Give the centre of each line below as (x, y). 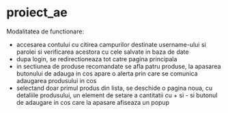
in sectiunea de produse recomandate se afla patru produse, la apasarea (118, 66)
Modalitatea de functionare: (45, 31)
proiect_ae (37, 13)
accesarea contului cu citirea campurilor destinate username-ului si (111, 44)
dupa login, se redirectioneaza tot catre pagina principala (97, 59)
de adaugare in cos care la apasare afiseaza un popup (93, 102)
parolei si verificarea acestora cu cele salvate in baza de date (102, 52)
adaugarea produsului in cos (56, 80)
